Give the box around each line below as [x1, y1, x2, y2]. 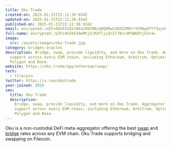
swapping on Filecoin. [5, 135, 51, 142]
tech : [5, 69, 17, 74]
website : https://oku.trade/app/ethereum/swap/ [5, 64, 108, 69]
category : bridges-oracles [5, 45, 63, 50]
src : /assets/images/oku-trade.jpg [10, 41, 85, 46]
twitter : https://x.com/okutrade [5, 78, 76, 83]
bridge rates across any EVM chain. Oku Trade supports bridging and [5, 130, 151, 136]
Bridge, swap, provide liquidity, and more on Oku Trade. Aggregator [14, 102, 165, 107]
